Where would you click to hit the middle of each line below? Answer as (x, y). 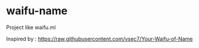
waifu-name (37, 11)
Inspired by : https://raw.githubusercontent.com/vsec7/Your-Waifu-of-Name (99, 39)
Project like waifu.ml (31, 27)
